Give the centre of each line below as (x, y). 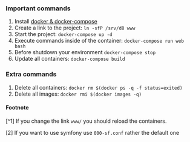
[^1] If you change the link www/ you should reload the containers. (86, 121)
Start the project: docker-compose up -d (63, 34)
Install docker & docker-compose (56, 22)
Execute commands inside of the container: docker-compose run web (99, 41)
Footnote (17, 108)
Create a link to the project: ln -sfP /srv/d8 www (75, 28)
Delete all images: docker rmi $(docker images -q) (78, 94)
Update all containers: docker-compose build (70, 59)
